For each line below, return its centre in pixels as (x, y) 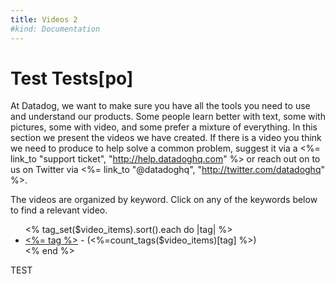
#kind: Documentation (55, 29)
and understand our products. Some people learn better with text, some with (168, 117)
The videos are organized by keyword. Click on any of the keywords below (164, 200)
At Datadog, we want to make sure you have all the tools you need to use (160, 106)
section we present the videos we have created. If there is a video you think (166, 138)
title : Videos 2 (44, 19)
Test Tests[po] (72, 78)
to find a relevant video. (59, 210)
